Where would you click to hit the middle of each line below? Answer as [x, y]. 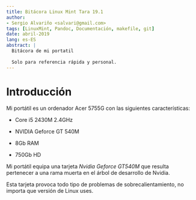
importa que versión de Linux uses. [50, 191]
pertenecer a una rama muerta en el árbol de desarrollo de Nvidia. [88, 173]
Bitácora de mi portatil [43, 51]
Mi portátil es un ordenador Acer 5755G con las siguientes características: [98, 108]
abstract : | [21, 46]
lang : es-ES [21, 40]
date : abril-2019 [28, 34]
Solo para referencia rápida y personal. [64, 62]
